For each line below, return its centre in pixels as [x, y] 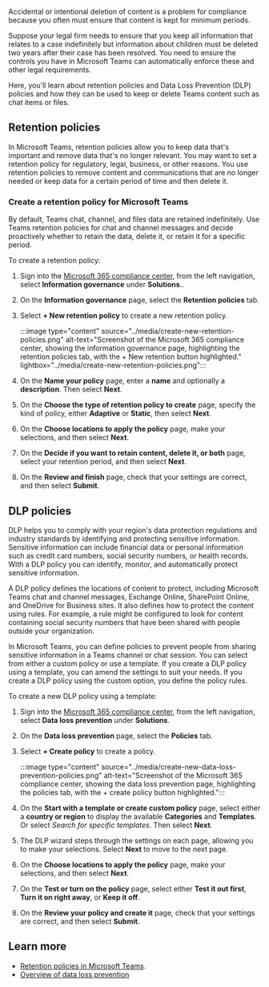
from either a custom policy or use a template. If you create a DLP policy [127, 663]
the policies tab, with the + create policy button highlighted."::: [122, 792]
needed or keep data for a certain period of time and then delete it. [118, 181]
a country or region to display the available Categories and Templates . [138, 816]
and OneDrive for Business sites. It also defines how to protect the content [131, 605]
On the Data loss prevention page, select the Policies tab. [116, 735]
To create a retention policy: [54, 261]
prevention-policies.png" [61, 775]
